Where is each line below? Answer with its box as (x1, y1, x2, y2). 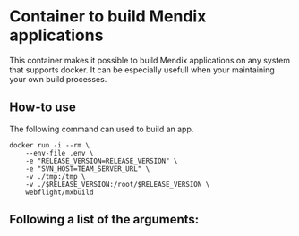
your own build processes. (9, 73, 107, 84)
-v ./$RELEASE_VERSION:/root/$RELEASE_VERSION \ (25, 180, 210, 189)
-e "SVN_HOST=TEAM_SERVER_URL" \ (25, 164, 150, 173)
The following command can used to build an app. (9, 123, 194, 134)
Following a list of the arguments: (9, 212, 200, 227)
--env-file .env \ (25, 148, 94, 157)
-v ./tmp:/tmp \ (25, 172, 87, 181)
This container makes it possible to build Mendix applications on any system (9, 55, 291, 65)
